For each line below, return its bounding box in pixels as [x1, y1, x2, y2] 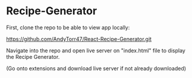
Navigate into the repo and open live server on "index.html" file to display [6, 46, 185, 54]
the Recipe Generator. [6, 53, 60, 60]
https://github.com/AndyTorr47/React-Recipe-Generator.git [6, 35, 152, 42]
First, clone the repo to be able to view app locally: [6, 24, 130, 31]
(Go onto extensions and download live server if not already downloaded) [6, 64, 186, 72]
